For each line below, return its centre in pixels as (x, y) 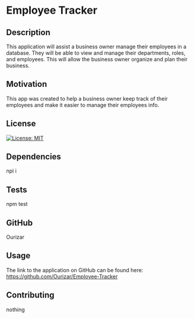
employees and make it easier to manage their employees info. (83, 105)
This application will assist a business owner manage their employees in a (96, 46)
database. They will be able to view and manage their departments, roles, (96, 53)
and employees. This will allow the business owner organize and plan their (97, 59)
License (21, 123)
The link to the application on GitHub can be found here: (75, 270)
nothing (15, 309)
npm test (17, 204)
